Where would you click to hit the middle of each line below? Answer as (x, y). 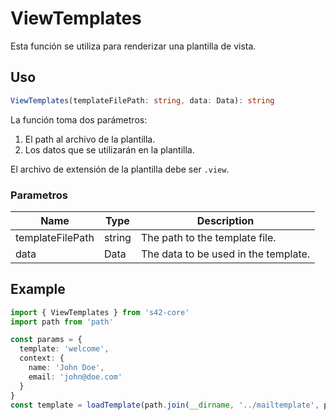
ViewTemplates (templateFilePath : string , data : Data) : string (142, 100)
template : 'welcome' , (64, 349)
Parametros (39, 195)
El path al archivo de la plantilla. (90, 139)
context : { (42, 358)
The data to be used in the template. (225, 254)
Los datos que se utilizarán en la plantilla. (109, 149)
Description (225, 220)
